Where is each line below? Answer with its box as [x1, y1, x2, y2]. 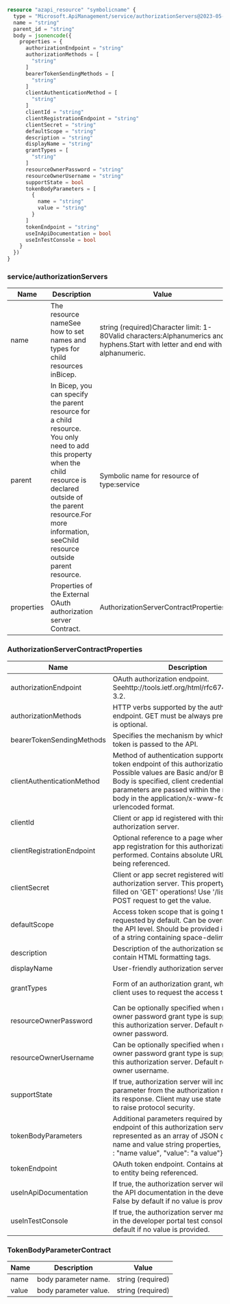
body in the [112, 794, 149, 803]
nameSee [50, 318, 81, 328]
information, [50, 527, 90, 537]
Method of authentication [112, 750, 194, 760]
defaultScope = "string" [25, 128, 97, 135]
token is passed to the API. [112, 739, 199, 749]
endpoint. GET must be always [112, 711, 211, 721]
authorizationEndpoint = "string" [25, 45, 125, 52]
